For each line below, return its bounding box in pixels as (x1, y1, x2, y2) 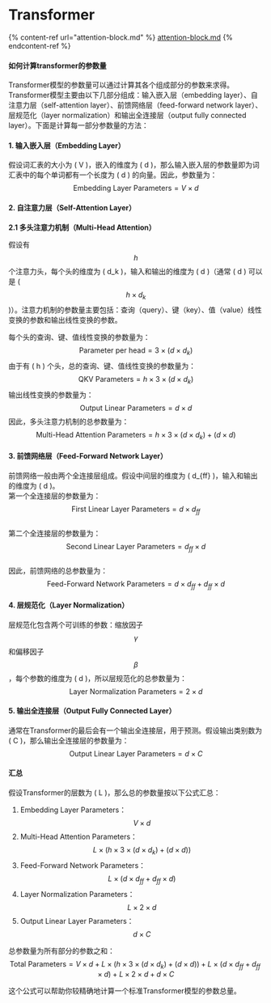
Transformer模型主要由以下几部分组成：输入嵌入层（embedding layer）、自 (8, 91, 258, 100)
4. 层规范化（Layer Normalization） (8, 600, 129, 610)
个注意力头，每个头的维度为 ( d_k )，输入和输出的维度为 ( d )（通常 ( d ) (8, 266, 247, 276)
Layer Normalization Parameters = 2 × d (69, 686, 203, 696)
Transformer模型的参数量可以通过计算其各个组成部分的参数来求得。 (8, 80, 235, 90)
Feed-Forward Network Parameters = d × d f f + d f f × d (47, 578, 225, 590)
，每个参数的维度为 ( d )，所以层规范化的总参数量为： (8, 673, 188, 683)
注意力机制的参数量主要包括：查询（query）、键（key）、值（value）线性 (21, 305, 263, 315)
